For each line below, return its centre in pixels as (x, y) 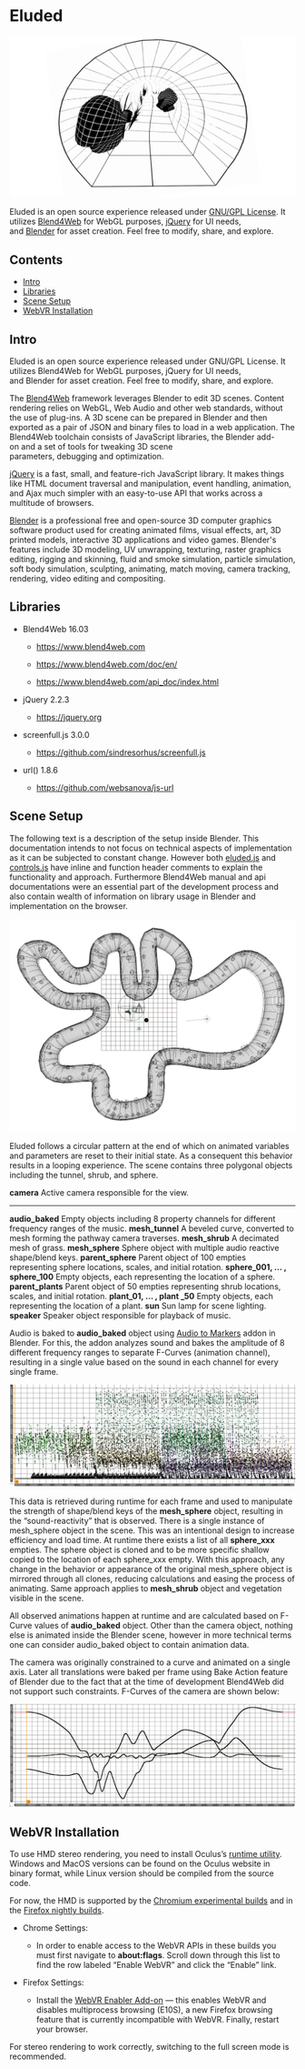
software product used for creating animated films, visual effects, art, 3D (145, 530)
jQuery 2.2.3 (46, 699)
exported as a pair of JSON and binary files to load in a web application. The (152, 428)
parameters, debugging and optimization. (87, 457)
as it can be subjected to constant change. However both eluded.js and (143, 857)
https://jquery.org (69, 717)
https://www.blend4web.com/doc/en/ (107, 664)
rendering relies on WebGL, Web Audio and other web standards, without (146, 408)
